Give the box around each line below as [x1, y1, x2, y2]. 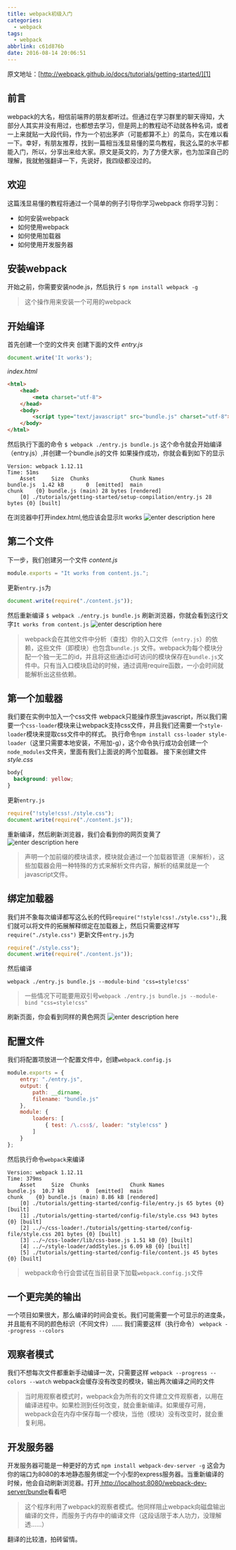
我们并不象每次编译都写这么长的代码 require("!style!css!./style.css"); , [7, 913, 221, 921]
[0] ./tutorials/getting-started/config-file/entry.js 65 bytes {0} [20, 1200, 225, 1207]
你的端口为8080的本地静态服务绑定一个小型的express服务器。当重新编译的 [7, 1470, 225, 1478]
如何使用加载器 [17, 231, 61, 240]
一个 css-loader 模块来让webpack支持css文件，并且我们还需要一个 [13, 721, 205, 730]
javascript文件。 [24, 870, 72, 878]
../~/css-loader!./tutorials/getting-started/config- [32, 1224, 193, 1231]
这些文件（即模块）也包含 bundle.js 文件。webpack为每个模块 [37, 643, 217, 652]
